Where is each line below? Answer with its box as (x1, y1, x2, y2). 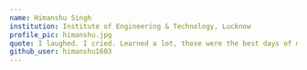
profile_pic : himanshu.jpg (9, 30, 112, 39)
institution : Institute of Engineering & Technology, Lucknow (9, 22, 251, 31)
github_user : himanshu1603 (9, 47, 112, 56)
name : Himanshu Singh (9, 13, 92, 23)
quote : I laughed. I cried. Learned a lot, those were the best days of (9, 38, 292, 48)
